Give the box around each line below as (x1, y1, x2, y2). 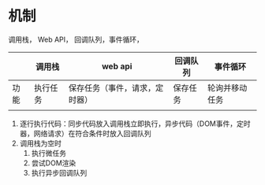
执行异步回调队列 (31, 168, 88, 177)
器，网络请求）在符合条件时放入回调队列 (19, 128, 151, 138)
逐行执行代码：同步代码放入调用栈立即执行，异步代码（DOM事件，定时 (19, 119, 251, 128)
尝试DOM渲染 (31, 158, 77, 168)
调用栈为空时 (19, 139, 62, 148)
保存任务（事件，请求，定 (68, 82, 164, 93)
